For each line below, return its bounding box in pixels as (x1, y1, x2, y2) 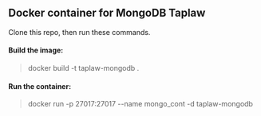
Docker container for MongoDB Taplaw (8, 6, 206, 20)
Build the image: (8, 45, 64, 55)
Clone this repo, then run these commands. (8, 27, 151, 37)
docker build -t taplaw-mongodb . (27, 64, 140, 73)
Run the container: (8, 81, 72, 91)
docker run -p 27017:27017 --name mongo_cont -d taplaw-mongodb (27, 99, 254, 109)
